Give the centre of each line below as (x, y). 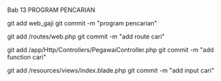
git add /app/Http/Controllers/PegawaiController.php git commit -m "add (110, 50)
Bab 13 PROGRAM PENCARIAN (51, 10)
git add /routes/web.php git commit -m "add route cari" (86, 36)
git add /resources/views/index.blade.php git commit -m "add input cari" (111, 70)
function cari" (27, 57)
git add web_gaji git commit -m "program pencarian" (82, 23)
